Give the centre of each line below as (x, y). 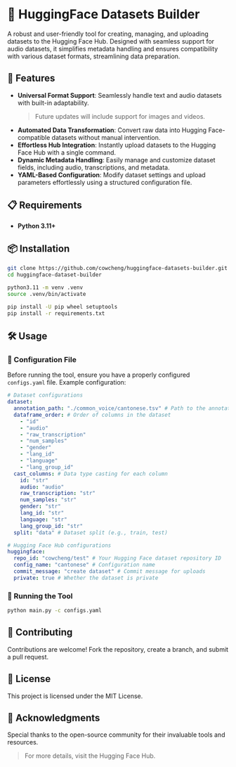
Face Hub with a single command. (67, 152)
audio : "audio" (42, 487)
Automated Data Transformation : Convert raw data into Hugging (112, 130)
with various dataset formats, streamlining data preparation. (94, 56)
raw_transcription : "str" (58, 494)
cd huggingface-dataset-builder (54, 275)
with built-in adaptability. (53, 103)
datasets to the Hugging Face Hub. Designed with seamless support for (111, 41)
